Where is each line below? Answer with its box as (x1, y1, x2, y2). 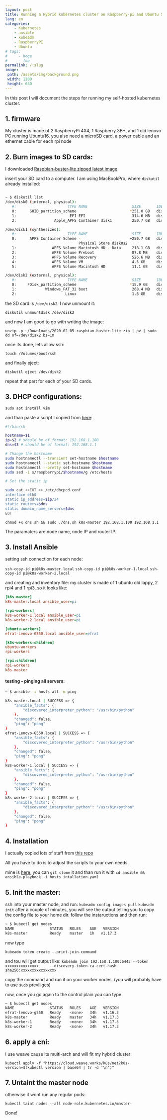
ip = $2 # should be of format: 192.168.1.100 (5, 438, 99, 443)
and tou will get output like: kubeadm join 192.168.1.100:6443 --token (5, 958, 149, 964)
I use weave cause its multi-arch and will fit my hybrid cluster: (5, 1051, 132, 1057)
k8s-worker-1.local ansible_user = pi (5, 613, 81, 618)
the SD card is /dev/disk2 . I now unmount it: (5, 300, 95, 306)
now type (5, 939, 25, 945)
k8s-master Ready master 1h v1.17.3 (5, 931, 117, 935)
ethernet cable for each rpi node (5, 138, 72, 144)
